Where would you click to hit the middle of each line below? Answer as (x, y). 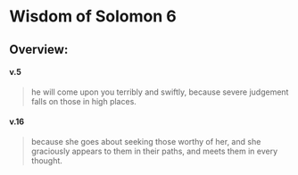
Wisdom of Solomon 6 (93, 17)
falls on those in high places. (83, 101)
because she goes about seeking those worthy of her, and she (146, 141)
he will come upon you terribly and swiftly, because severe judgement (160, 92)
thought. (46, 160)
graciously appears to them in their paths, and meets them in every (154, 151)
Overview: (39, 50)
